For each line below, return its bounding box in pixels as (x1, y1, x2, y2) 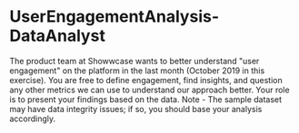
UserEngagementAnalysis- (9, 6, 220, 27)
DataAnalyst (9, 25, 106, 46)
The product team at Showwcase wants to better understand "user (9, 55, 260, 66)
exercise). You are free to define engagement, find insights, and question (9, 74, 284, 85)
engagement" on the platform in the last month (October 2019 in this (9, 65, 265, 76)
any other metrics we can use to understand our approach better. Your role (9, 84, 290, 95)
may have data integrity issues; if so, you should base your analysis (9, 103, 263, 114)
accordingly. (9, 113, 56, 124)
